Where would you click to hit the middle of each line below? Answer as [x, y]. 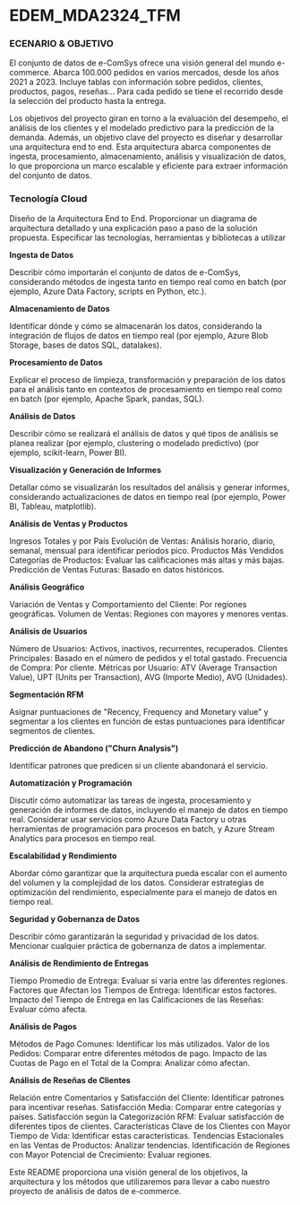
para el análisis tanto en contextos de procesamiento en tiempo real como [146, 389]
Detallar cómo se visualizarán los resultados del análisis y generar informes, [150, 487]
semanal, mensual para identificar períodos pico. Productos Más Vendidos [146, 550]
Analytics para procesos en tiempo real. [83, 838]
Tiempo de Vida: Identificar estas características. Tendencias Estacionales [147, 1135]
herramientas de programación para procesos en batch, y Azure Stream [142, 829]
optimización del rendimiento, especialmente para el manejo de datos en [143, 891]
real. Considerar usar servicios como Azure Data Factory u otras [128, 819]
